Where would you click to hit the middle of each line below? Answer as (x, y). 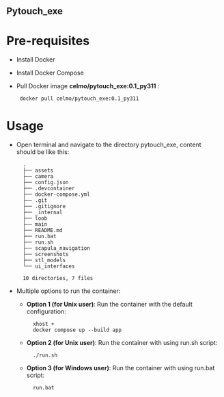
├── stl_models (44, 260)
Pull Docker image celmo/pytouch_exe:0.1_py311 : (88, 86)
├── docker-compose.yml (56, 194)
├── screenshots (46, 255)
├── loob (35, 218)
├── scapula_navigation (56, 248)
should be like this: (43, 152)
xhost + (44, 324)
